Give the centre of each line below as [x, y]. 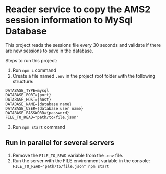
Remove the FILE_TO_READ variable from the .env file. [68, 155]
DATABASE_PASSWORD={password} [38, 113]
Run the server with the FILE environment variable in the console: [81, 160]
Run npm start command [39, 127]
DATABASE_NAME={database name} [39, 104]
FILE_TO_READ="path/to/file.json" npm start [61, 166]
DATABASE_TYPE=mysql [27, 90]
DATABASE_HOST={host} [28, 100]
